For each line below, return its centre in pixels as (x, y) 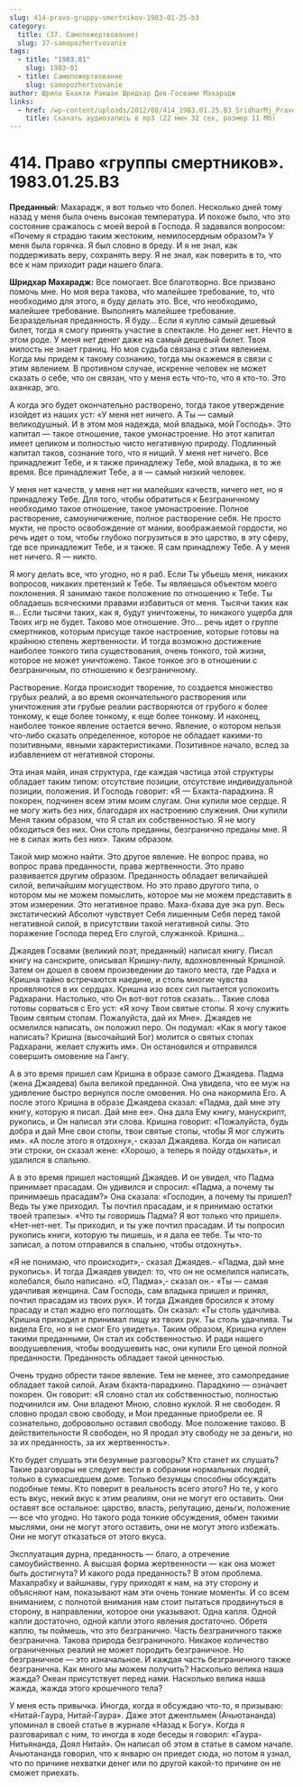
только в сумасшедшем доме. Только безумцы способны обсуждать (143, 1479)
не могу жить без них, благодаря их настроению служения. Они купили (149, 811)
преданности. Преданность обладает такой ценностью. (117, 1358)
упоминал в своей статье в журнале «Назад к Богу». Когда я (127, 1725)
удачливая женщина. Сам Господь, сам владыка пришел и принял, (139, 1291)
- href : (32, 110)
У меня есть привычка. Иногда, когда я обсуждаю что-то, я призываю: (147, 1706)
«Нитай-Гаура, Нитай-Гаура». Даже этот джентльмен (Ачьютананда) (143, 1716)
